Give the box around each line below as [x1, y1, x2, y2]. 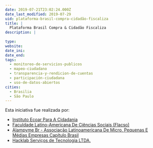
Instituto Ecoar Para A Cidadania [12, 117, 78, 123]
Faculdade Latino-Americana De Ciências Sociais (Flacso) [12, 122, 130, 128]
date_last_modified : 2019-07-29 [5, 12, 71, 17]
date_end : [5, 52, 25, 58]
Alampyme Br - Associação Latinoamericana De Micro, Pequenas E [12, 127, 148, 133]
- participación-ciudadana [9, 75, 65, 80]
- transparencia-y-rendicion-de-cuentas [9, 71, 93, 76]
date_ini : [5, 48, 25, 53]
